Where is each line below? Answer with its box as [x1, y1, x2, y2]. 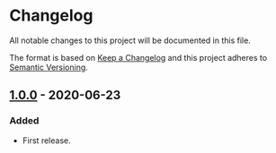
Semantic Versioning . [9, 62, 88, 72]
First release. [22, 135, 71, 146]
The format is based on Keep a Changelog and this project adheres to [9, 52, 268, 63]
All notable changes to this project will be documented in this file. [9, 35, 252, 46]
